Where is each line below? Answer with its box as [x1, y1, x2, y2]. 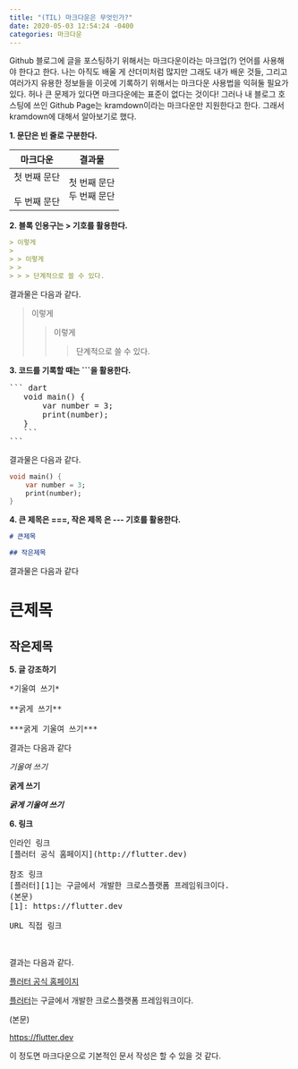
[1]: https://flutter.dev [9, 901, 123, 911]
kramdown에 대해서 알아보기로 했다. [9, 111, 137, 122]
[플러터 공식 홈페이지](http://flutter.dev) [9, 849, 188, 859]
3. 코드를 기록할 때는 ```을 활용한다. [9, 364, 132, 376]
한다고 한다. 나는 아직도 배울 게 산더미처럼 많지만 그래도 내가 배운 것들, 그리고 [18, 66, 288, 77]
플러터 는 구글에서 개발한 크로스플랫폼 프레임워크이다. [9, 995, 194, 1005]
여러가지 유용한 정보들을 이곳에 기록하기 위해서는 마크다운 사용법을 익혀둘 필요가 [9, 78, 289, 89]
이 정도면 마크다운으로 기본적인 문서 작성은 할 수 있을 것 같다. [9, 1050, 222, 1061]
